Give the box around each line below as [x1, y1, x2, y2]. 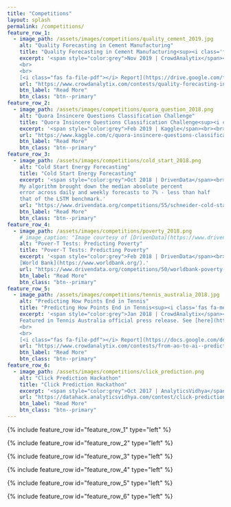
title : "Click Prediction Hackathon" [19, 381, 128, 388]
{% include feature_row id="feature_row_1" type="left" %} [7, 425, 172, 433]
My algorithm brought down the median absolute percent [19, 183, 184, 190]
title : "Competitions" [7, 10, 72, 17]
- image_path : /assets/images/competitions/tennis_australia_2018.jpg [13, 292, 220, 299]
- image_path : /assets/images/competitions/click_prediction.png [13, 368, 205, 375]
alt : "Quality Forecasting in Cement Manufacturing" [19, 42, 174, 49]
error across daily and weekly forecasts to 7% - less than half [19, 189, 211, 196]
